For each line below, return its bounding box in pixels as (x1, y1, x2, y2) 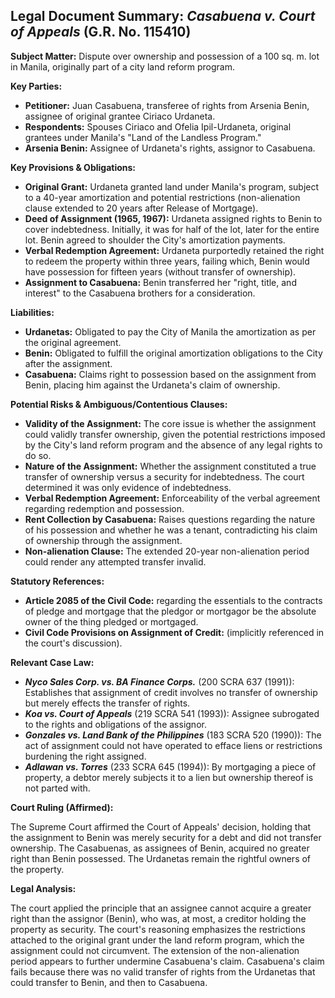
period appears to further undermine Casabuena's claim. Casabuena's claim (10, 955, 325, 967)
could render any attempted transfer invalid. (24, 555, 207, 568)
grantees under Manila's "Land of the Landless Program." (24, 131, 262, 143)
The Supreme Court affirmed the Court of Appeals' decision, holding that (10, 820, 312, 833)
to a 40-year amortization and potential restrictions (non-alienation (24, 191, 301, 203)
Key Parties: (10, 80, 63, 92)
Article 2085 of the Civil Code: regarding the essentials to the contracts (24, 594, 323, 606)
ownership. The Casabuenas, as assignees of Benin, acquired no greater (10, 842, 310, 854)
